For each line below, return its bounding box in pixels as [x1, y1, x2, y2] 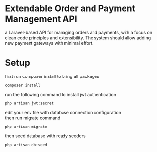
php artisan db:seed [5, 142, 48, 147]
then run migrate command [5, 115, 61, 121]
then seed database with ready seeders [5, 133, 86, 139]
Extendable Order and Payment [5, 3, 136, 14]
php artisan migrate [5, 124, 48, 129]
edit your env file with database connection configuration [5, 109, 122, 115]
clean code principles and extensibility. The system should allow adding [5, 35, 151, 41]
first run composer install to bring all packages [5, 73, 99, 79]
